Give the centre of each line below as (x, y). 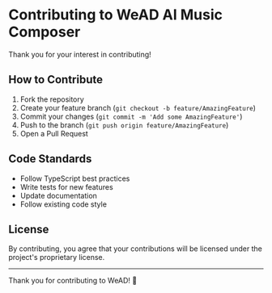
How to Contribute (56, 80)
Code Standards (50, 159)
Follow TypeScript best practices (75, 178)
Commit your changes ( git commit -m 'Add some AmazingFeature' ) (131, 116)
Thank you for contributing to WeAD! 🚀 (73, 281)
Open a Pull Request (54, 133)
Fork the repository (52, 99)
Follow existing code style (64, 204)
